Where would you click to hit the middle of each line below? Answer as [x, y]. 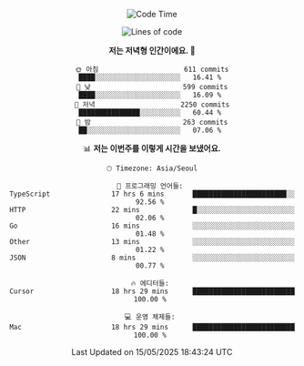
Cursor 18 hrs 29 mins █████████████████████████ [152, 291]
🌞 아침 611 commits [152, 69]
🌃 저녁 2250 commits [152, 105]
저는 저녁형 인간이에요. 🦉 [152, 51]
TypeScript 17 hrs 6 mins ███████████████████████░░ [152, 194]
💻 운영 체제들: [150, 317]
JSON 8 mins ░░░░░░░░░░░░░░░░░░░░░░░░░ [152, 258]
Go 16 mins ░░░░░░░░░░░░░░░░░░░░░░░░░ [152, 226]
